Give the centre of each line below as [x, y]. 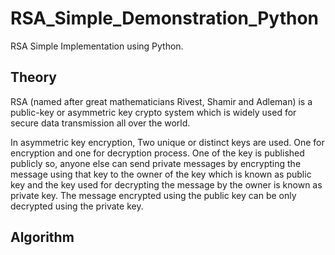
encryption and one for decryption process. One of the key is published [157, 153]
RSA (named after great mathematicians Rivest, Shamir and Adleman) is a [161, 101]
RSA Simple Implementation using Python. [97, 46]
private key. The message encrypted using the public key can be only [153, 195]
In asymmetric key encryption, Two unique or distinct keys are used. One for [167, 142]
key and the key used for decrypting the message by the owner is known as [166, 184]
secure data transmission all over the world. [100, 123]
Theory [34, 77]
